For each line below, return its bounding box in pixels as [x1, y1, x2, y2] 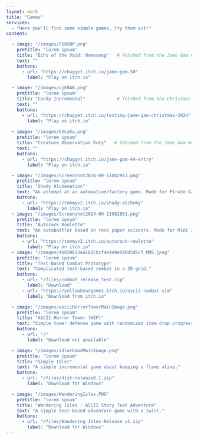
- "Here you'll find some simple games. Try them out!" [11, 25, 151, 31]
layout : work [6, 8, 38, 15]
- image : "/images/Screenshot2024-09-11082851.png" [11, 211, 141, 217]
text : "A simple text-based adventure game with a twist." [16, 408, 165, 414]
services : [6, 19, 31, 25]
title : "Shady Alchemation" [16, 184, 85, 190]
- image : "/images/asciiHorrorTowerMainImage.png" [11, 304, 138, 310]
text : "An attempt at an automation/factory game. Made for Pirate [16, 189, 186, 195]
